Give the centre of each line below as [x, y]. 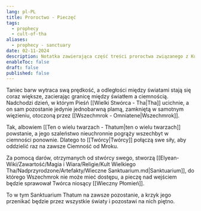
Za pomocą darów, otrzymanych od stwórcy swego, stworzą [81, 158]
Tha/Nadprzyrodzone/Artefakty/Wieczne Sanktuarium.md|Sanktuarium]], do [100, 171]
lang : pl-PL [21, 12]
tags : [13, 23]
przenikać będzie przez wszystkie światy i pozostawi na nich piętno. [91, 201]
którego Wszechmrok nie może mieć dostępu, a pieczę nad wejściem [92, 177]
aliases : [17, 40]
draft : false [22, 67]
